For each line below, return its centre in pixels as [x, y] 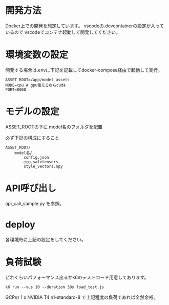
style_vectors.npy [43, 166]
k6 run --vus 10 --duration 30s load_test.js [55, 287]
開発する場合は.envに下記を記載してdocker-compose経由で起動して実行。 [84, 70]
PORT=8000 [16, 90]
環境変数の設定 [37, 55]
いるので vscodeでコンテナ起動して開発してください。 [63, 32]
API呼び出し [31, 188]
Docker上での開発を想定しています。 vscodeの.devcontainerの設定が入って [85, 26]
